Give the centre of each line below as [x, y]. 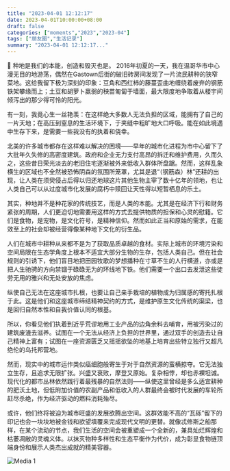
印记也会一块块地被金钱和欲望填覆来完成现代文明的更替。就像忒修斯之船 [109, 421]
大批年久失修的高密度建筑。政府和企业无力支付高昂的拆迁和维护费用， [106, 154]
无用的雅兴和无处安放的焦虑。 [55, 278]
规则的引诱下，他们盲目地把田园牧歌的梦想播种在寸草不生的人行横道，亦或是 [115, 260]
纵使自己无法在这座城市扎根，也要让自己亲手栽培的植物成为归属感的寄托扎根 [115, 292]
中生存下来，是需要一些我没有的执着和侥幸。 [70, 131]
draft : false [26, 26]
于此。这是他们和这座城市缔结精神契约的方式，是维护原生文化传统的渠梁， [112, 301]
